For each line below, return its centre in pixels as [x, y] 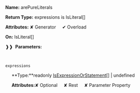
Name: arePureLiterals [29, 7]
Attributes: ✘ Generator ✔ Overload [46, 27]
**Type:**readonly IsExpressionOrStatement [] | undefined [73, 75]
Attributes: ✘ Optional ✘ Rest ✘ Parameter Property [71, 85]
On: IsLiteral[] [20, 37]
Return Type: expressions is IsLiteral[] [45, 17]
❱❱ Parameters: [24, 47]
